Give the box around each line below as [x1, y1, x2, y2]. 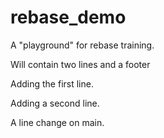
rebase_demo [10, 6, 127, 29]
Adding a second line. [10, 97, 100, 109]
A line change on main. [10, 116, 105, 128]
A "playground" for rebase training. [10, 39, 155, 51]
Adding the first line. [10, 77, 94, 90]
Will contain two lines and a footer [10, 58, 151, 70]
